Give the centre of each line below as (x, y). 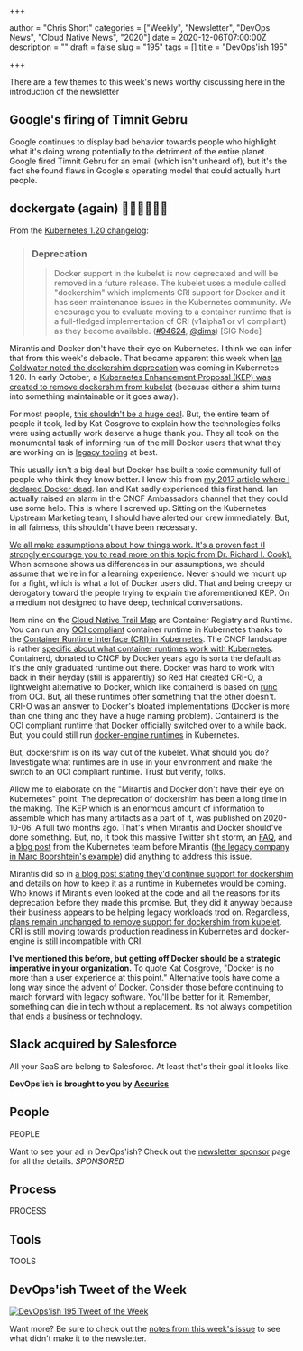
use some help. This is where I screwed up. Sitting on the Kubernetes (138, 508)
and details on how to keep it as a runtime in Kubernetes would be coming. (148, 883)
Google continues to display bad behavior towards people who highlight (143, 142)
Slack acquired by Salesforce (93, 1044)
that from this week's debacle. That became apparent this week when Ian (146, 358)
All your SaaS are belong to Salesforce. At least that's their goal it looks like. (150, 1066)
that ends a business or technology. (76, 1016)
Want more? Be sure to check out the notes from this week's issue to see (145, 1328)
